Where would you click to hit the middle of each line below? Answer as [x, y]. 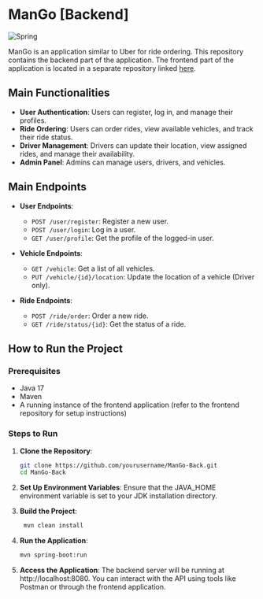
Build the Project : [48, 511]
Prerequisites [34, 371]
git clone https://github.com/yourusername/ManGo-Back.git [119, 465]
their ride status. [46, 137]
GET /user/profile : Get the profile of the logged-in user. [122, 238]
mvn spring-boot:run [53, 555]
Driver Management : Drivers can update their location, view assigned [133, 145]
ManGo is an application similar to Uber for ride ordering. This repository [126, 51]
